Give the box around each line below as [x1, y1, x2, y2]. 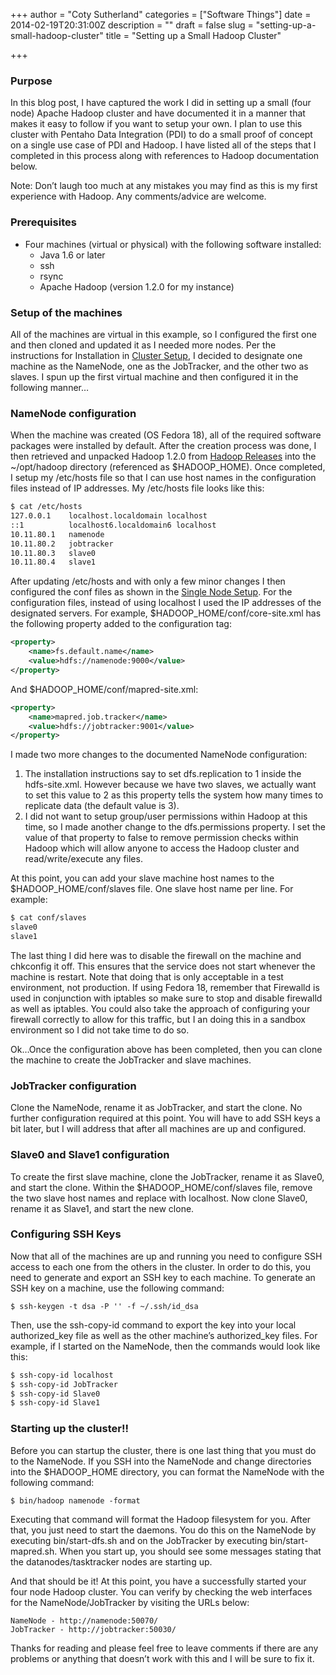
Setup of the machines [10, 305, 123, 319]
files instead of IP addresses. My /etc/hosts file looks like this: [10, 482, 265, 494]
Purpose [10, 74, 53, 88]
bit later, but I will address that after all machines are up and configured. [10, 1123, 307, 1135]
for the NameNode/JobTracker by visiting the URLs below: [10, 1596, 250, 1608]
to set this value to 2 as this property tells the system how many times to [24, 789, 324, 801]
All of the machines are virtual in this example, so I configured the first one [10, 328, 317, 340]
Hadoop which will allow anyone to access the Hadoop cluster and [24, 842, 300, 854]
